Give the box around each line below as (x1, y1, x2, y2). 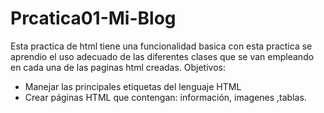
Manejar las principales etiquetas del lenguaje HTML (24, 80, 242, 92)
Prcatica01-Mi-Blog (10, 7, 177, 30)
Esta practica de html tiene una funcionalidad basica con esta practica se (10, 40, 313, 52)
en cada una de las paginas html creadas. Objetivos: (10, 61, 226, 73)
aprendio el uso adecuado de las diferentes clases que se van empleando (10, 50, 315, 62)
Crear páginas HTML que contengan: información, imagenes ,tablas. (24, 91, 307, 103)
